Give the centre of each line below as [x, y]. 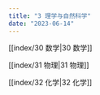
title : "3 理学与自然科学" [50, 16]
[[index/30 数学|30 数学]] [50, 47]
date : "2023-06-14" [41, 24]
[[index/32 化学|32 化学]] [50, 82]
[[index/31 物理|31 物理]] [49, 65]
